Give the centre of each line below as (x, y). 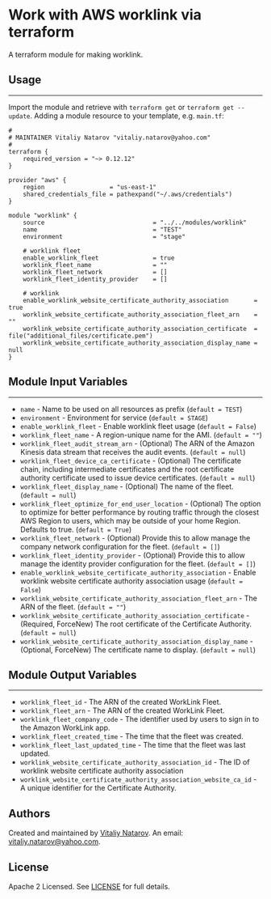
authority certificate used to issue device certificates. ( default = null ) (138, 477)
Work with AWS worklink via (105, 15)
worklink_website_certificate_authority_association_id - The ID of (135, 762)
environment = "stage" (104, 236)
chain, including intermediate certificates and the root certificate (127, 469)
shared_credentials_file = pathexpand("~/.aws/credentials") (127, 194)
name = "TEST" (102, 229)
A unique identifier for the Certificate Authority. (98, 788)
